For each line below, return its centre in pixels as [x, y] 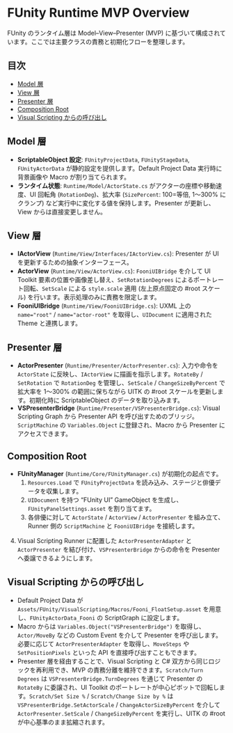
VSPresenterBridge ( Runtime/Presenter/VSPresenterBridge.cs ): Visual [119, 408]
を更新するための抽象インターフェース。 [75, 262]
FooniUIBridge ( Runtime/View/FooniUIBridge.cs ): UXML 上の [104, 306]
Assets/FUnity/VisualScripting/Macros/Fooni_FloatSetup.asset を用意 [119, 609]
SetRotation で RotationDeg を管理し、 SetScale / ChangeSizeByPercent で [121, 383]
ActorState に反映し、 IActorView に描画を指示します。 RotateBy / [110, 375]
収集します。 [64, 491]
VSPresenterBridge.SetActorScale [66, 705]
